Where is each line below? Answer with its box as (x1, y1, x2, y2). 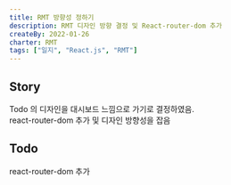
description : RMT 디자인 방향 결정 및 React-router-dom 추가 (9, 21, 223, 30)
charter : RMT (9, 37, 58, 47)
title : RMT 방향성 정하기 (9, 12, 95, 22)
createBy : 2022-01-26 (9, 29, 90, 38)
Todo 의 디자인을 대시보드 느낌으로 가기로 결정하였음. (9, 103, 194, 114)
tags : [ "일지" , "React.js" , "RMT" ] (9, 46, 138, 55)
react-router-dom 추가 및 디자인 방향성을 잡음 (9, 115, 171, 125)
